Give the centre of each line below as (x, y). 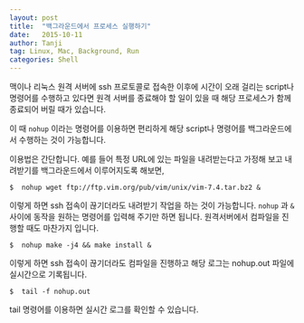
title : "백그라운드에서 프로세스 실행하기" (81, 26)
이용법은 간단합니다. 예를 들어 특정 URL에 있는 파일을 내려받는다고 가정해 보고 (146, 159)
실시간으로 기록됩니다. (48, 274)
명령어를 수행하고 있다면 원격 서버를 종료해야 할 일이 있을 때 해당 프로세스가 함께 (151, 98)
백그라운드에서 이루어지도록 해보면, (102, 170)
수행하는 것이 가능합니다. (62, 140)
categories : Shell (44, 60)
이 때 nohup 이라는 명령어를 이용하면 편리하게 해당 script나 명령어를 (128, 128)
